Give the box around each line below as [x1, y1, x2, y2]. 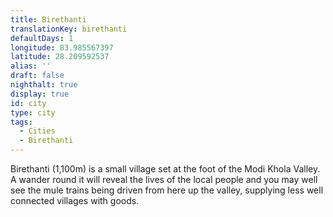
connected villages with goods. [10, 195, 140, 206]
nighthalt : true [10, 80, 78, 90]
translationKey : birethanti [10, 24, 128, 34]
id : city [10, 98, 47, 108]
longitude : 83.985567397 [10, 42, 114, 53]
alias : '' [10, 61, 52, 71]
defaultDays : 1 [10, 33, 74, 43]
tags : [10, 117, 33, 127]
